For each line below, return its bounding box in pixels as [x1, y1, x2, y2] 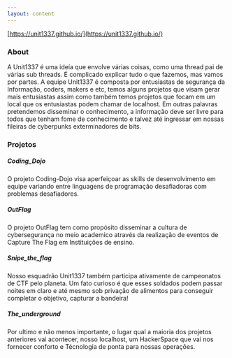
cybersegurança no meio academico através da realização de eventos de [7, 230, 219, 238]
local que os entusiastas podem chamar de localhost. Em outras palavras [7, 99, 218, 108]
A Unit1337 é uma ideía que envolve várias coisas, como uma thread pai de [7, 62, 224, 71]
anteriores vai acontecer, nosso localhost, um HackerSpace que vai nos [7, 335, 214, 343]
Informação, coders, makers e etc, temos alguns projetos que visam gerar [7, 85, 220, 93]
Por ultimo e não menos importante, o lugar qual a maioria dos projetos [7, 327, 212, 336]
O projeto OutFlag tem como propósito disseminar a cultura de [7, 223, 187, 231]
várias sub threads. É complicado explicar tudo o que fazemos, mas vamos [7, 70, 224, 78]
